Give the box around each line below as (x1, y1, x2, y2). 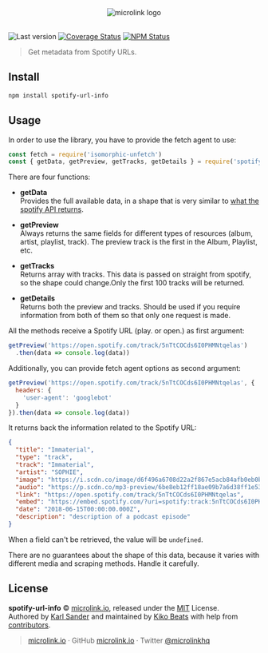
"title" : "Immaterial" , (15, 446, 94, 454)
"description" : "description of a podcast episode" (15, 513, 191, 521)
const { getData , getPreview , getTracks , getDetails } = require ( (8, 157, 234, 166)
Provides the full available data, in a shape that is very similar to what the (19, 196, 259, 206)
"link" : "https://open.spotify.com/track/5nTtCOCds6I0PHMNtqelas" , (15, 491, 245, 499)
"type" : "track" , (15, 453, 73, 462)
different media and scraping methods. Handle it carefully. (8, 559, 199, 568)
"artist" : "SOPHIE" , (15, 468, 84, 476)
